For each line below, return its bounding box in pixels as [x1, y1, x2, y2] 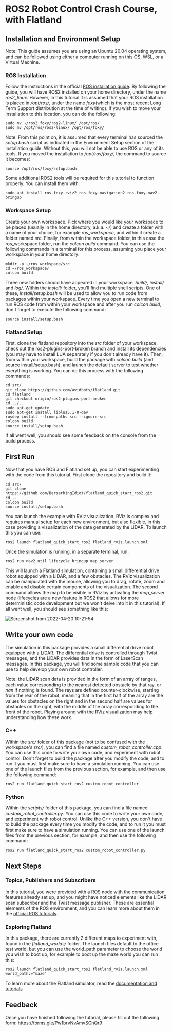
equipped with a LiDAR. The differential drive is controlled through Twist [5, 650, 158, 656]
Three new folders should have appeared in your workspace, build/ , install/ [5, 279, 164, 285]
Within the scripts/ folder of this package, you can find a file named [5, 805, 148, 811]
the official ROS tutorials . [5, 910, 58, 916]
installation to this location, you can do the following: [5, 111, 117, 117]
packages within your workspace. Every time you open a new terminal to [5, 296, 159, 302]
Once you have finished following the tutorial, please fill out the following [5, 1014, 159, 1020]
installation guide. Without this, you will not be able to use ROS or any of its [5, 145, 164, 152]
